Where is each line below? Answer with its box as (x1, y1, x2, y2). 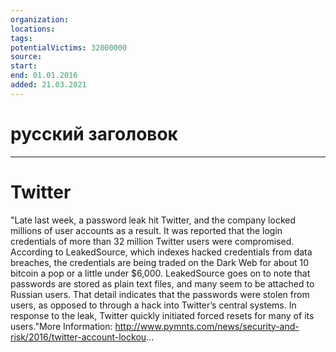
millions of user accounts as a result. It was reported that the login (10, 224, 283, 236)
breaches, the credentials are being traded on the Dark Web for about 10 (10, 256, 310, 268)
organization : (10, 14, 70, 25)
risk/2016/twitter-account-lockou (10, 331, 147, 343)
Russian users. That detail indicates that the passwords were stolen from (10, 288, 310, 300)
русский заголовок (10, 122, 178, 145)
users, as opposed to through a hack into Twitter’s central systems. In (10, 299, 297, 311)
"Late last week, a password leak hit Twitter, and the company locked (10, 214, 296, 226)
